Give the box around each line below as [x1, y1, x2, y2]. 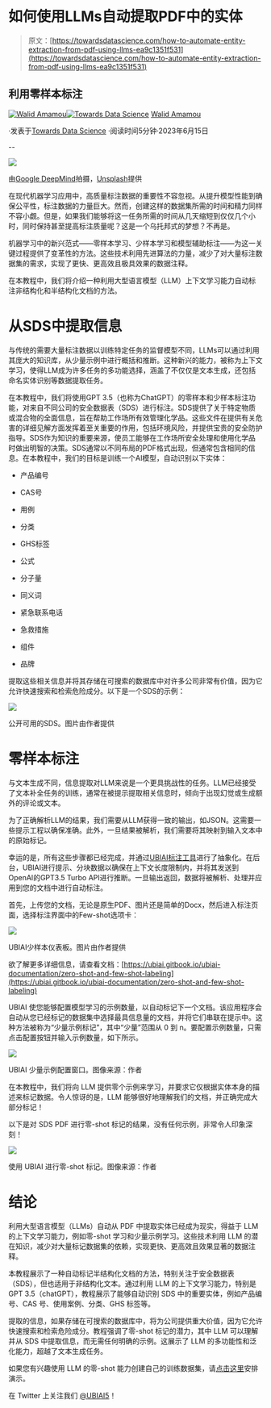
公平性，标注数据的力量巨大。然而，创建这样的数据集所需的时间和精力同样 [15, 201, 263, 211]
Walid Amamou [150, 109, 202, 119]
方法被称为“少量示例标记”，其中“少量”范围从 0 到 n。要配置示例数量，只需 [15, 1022, 262, 1032]
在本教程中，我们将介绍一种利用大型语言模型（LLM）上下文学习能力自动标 [8, 275, 256, 285]
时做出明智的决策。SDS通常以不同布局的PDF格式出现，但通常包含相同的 [8, 443, 248, 453]
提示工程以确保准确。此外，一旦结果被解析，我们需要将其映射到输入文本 [15, 825, 256, 835]
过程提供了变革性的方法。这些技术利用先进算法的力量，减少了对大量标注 [15, 248, 256, 258]
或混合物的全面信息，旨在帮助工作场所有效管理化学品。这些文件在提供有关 [8, 412, 256, 422]
